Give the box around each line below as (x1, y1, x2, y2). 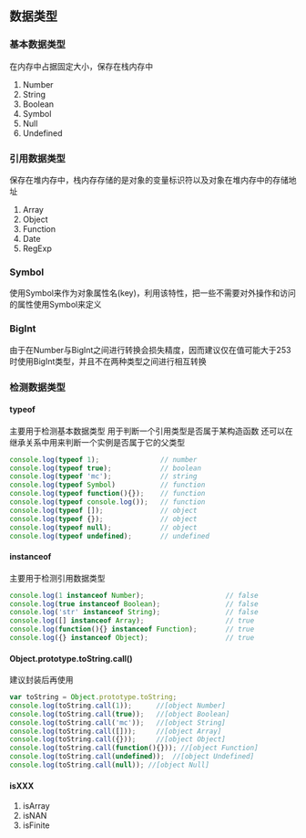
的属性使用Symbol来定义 (9, 299, 102, 310)
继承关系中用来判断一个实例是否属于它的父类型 (9, 436, 185, 447)
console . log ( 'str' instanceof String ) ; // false (9, 608, 259, 617)
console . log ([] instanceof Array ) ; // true (9, 616, 255, 625)
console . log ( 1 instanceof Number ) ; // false (9, 591, 259, 600)
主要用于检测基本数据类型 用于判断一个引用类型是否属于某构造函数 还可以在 (9, 425, 293, 436)
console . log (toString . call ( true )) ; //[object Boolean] (9, 709, 230, 718)
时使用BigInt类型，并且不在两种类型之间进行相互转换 (9, 355, 207, 367)
